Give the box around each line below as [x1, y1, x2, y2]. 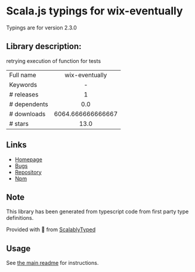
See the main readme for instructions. [6, 259, 99, 267]
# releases [9, 90, 39, 98]
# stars [9, 119, 29, 128]
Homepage [14, 156, 43, 163]
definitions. [6, 214, 34, 222]
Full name [9, 71, 37, 79]
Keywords [9, 80, 38, 89]
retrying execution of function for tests [6, 57, 101, 64]
